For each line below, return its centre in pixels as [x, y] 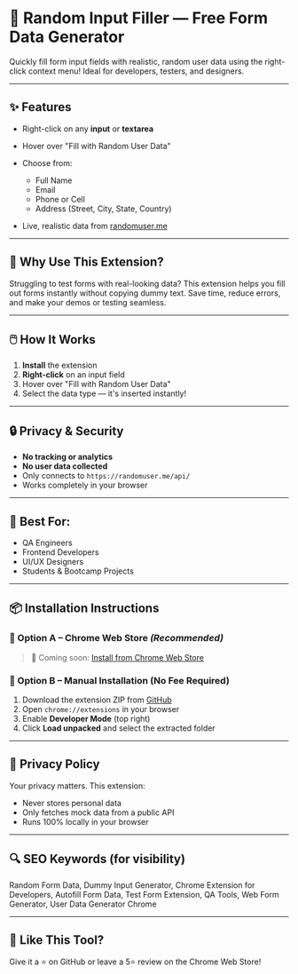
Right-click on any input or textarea [87, 129]
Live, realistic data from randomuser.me [95, 226]
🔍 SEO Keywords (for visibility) [98, 859]
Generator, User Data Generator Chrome [83, 904]
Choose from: [47, 162]
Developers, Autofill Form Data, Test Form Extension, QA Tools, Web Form [144, 894]
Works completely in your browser [85, 485]
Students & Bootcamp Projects [78, 571]
